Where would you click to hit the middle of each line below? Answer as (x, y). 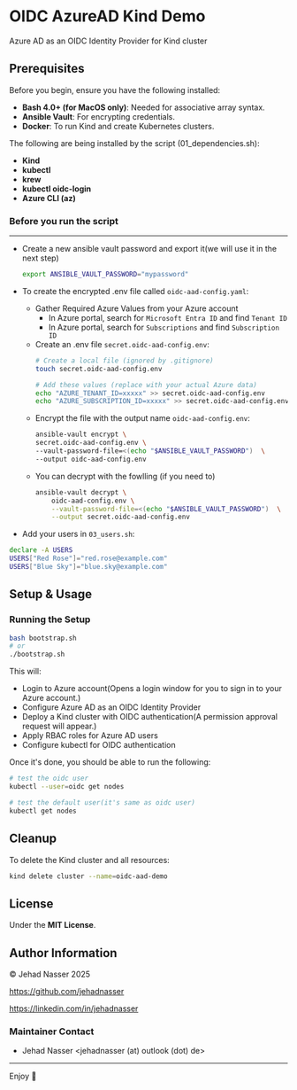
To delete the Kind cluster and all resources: (89, 860)
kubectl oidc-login (57, 189)
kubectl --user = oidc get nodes (67, 787)
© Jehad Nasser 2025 (50, 974)
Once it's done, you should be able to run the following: (110, 762)
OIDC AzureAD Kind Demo (107, 16)
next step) (40, 258)
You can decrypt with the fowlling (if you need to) (125, 476)
